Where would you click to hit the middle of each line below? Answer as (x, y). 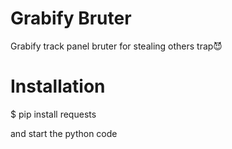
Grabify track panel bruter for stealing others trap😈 (116, 46)
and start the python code (64, 133)
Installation (58, 86)
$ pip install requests (53, 114)
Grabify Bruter (71, 18)
